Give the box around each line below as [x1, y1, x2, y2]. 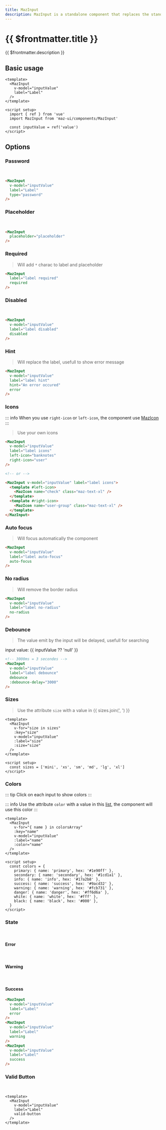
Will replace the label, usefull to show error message [17, 359, 124, 365]
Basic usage [5, 64, 43, 72]
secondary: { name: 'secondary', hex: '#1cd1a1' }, [14, 873, 123, 878]
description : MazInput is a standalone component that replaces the [5, 12, 149, 17]
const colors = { [9, 864, 45, 869]
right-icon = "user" [9, 458, 48, 463]
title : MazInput [5, 7, 39, 12]
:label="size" [14, 738, 43, 744]
